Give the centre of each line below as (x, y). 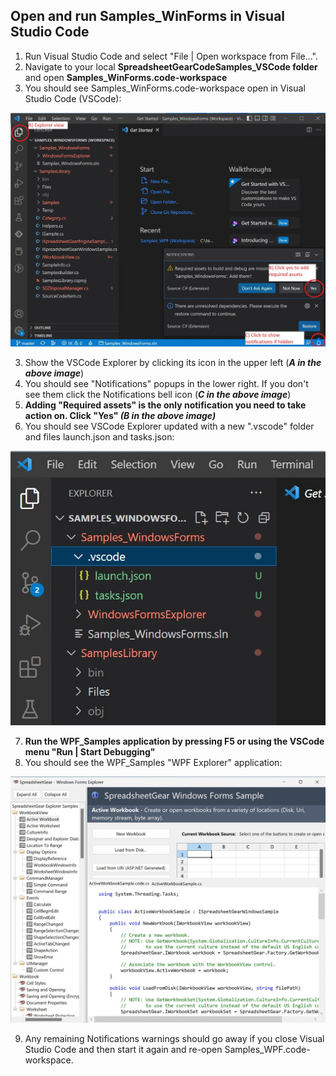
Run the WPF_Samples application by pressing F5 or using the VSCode (174, 741)
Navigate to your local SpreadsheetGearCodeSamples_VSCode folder (171, 66)
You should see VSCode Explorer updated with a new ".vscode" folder (169, 426)
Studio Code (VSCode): (73, 98)
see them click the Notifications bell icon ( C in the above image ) (158, 395)
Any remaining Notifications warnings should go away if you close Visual (174, 1039)
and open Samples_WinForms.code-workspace (126, 77)
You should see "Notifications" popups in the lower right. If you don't (166, 384)
